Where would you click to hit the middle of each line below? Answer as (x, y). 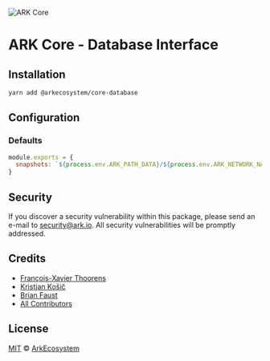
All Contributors (46, 303)
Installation (37, 74)
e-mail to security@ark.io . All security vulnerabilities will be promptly (122, 225)
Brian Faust (39, 295)
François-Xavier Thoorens (63, 278)
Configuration (44, 118)
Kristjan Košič (43, 286)
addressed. (27, 233)
